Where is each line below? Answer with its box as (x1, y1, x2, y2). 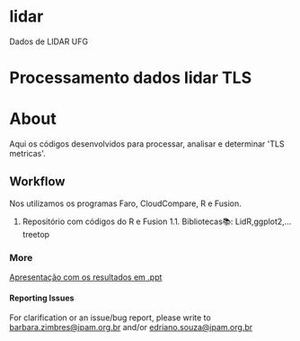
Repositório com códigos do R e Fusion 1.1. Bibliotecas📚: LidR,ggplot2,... (22, 216, 292, 227)
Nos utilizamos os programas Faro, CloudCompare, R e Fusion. (9, 198, 243, 209)
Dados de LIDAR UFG (9, 36, 88, 47)
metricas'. (9, 148, 47, 159)
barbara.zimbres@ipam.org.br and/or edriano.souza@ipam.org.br (9, 322, 253, 333)
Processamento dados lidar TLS (9, 67, 252, 88)
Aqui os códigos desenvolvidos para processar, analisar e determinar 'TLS (9, 139, 285, 149)
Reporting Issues (9, 292, 75, 303)
